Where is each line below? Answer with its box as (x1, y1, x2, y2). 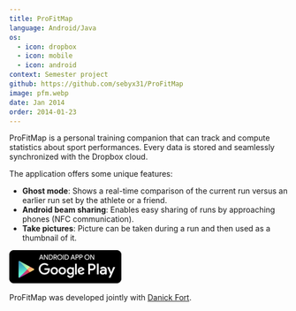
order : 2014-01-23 (9, 107, 77, 117)
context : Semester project (9, 71, 109, 80)
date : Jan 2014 (9, 98, 65, 107)
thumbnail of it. (21, 232, 78, 243)
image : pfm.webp (9, 88, 69, 97)
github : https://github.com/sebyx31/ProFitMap (9, 80, 184, 88)
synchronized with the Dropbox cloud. (9, 151, 148, 163)
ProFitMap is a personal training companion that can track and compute (9, 133, 270, 143)
